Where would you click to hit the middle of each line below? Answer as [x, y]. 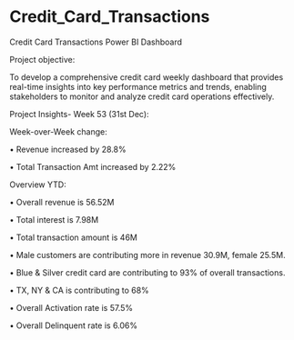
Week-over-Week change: [58, 131]
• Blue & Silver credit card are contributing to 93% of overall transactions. [147, 272]
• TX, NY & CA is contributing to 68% [80, 290]
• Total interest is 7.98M [54, 219]
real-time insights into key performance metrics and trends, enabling [138, 86]
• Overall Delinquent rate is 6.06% [74, 325]
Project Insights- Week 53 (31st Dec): [79, 114]
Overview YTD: [38, 185]
